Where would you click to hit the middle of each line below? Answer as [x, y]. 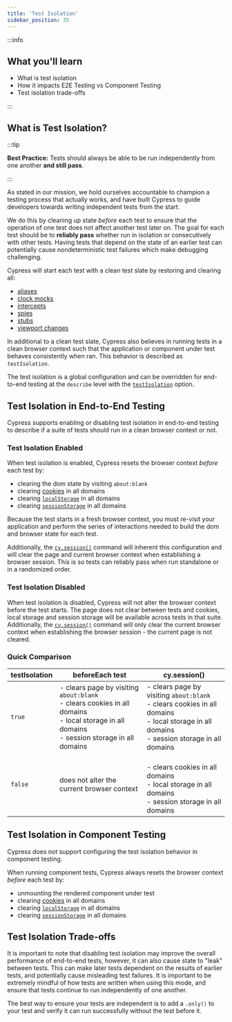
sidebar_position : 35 [38, 20]
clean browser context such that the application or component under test [111, 349]
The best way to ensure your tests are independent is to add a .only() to [111, 1003]
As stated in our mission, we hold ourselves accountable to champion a [108, 192]
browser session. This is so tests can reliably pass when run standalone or [113, 562]
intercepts [31, 306]
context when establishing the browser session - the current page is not [110, 632]
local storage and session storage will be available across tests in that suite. [115, 617]
